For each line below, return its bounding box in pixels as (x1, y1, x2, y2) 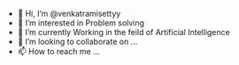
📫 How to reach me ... (17, 47, 100, 56)
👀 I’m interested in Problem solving (17, 18, 144, 28)
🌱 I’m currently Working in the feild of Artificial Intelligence (17, 27, 230, 37)
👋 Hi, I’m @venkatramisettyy (17, 9, 121, 18)
